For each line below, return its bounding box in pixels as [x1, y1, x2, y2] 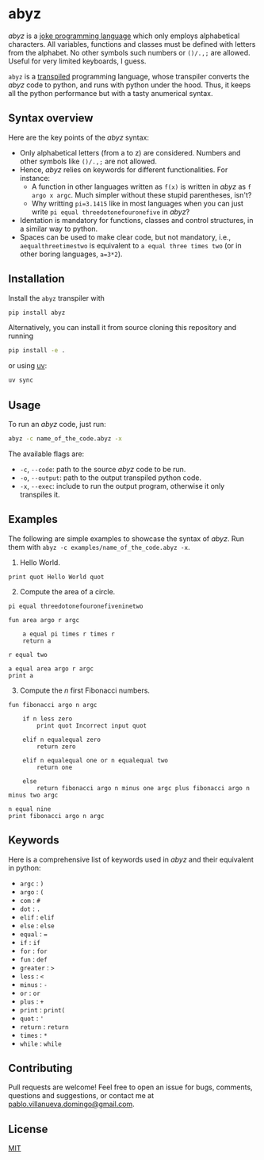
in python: [8, 862, 41, 873]
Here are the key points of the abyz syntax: [8, 133, 149, 142]
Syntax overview [8, 112, 94, 125]
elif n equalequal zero [22, 736, 101, 743]
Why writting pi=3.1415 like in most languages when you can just [31, 198, 244, 208]
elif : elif [19, 912, 55, 921]
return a [22, 636, 52, 645]
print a [8, 671, 34, 679]
